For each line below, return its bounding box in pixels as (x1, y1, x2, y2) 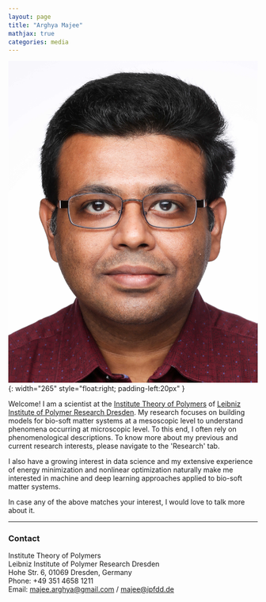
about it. (8, 505, 36, 515)
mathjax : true (8, 29, 55, 37)
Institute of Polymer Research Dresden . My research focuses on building (8, 407, 245, 416)
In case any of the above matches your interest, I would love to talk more (8, 497, 245, 507)
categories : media (8, 38, 69, 46)
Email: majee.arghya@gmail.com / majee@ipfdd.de (8, 584, 175, 594)
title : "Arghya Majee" (8, 21, 83, 29)
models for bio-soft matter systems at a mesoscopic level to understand (8, 416, 244, 425)
